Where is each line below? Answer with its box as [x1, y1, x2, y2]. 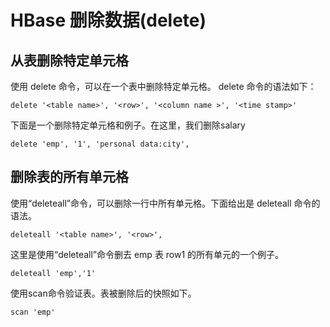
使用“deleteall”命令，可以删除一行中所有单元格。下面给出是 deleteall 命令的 [10, 197, 321, 209]
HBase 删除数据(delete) [10, 9, 207, 32]
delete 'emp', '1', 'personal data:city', [10, 139, 190, 149]
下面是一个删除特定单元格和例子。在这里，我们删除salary [10, 119, 246, 131]
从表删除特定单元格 [10, 52, 129, 69]
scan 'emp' [10, 307, 56, 317]
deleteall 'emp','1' [10, 268, 97, 278]
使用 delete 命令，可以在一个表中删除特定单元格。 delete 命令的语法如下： [10, 81, 317, 92]
